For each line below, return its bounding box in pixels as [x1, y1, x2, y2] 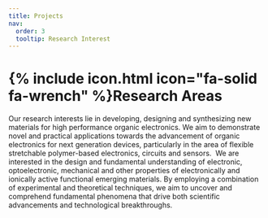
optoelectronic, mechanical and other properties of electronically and [8, 166, 240, 176]
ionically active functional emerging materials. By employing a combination [8, 174, 259, 184]
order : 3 [15, 27, 45, 35]
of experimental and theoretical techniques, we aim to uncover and [8, 183, 233, 193]
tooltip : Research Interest [15, 34, 111, 43]
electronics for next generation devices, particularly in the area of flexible [8, 140, 254, 150]
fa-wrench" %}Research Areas [8, 87, 223, 106]
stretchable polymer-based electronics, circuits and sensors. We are [8, 148, 240, 159]
